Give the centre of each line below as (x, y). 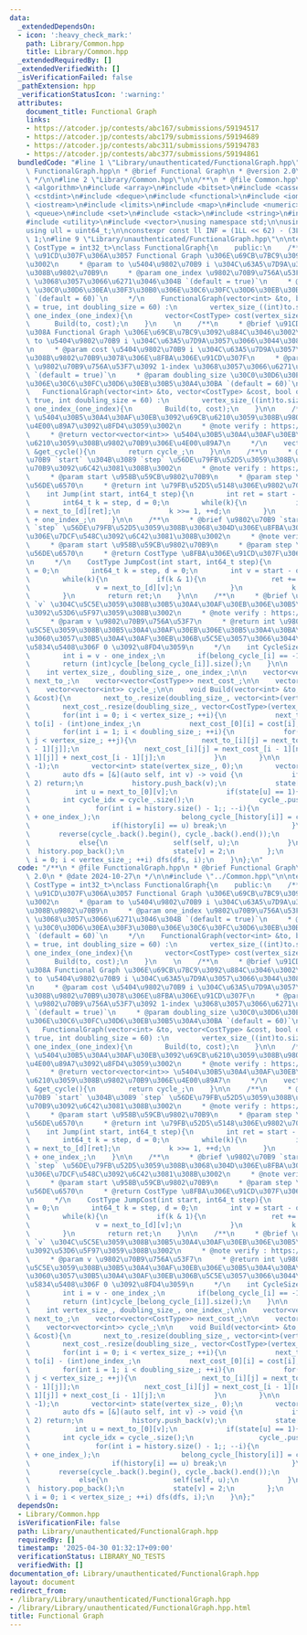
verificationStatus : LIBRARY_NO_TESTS (92, 1557)
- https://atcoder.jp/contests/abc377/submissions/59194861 (143, 154)
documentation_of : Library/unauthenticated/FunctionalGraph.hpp (134, 1574)
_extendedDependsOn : (57, 27)
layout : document (42, 1582)
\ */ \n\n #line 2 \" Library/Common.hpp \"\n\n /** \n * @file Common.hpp (161, 179)
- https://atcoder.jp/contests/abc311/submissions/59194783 (143, 145)
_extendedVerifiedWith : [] (69, 69)
